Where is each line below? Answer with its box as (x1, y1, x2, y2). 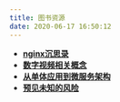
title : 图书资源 (9, 13, 65, 23)
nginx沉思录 (22, 47, 69, 59)
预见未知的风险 (22, 82, 79, 93)
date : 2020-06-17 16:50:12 (9, 22, 112, 31)
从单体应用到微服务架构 (22, 70, 111, 82)
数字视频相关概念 (22, 59, 87, 70)
